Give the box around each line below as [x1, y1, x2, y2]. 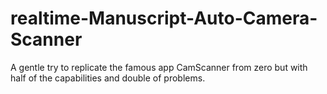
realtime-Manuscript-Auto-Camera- [10, 7, 318, 30]
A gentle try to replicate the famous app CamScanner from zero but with [10, 61, 308, 73]
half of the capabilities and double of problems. [10, 72, 206, 84]
